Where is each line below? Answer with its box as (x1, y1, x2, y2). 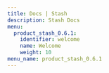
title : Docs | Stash (7, 10, 68, 17)
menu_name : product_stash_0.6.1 (7, 56, 102, 63)
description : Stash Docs (7, 17, 80, 24)
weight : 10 (20, 49, 52, 56)
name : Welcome (20, 42, 61, 49)
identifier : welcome (20, 36, 80, 43)
